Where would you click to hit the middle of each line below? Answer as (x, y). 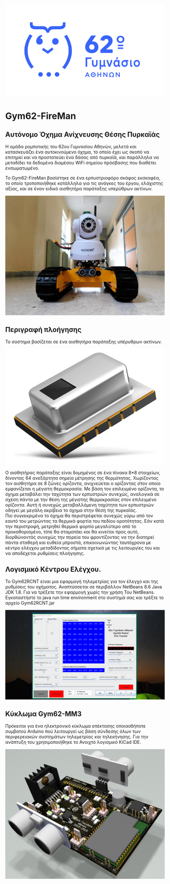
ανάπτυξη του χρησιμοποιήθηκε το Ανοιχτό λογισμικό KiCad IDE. (73, 742)
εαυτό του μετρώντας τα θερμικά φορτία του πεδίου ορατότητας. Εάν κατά (85, 521)
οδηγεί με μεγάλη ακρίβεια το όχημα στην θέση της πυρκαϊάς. (71, 511)
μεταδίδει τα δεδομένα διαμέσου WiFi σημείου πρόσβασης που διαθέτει (81, 163)
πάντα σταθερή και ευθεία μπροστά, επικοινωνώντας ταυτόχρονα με (78, 542)
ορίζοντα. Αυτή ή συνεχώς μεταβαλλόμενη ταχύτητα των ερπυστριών (80, 505)
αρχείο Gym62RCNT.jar (30, 603)
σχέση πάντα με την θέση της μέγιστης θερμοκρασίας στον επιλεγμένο (81, 499)
